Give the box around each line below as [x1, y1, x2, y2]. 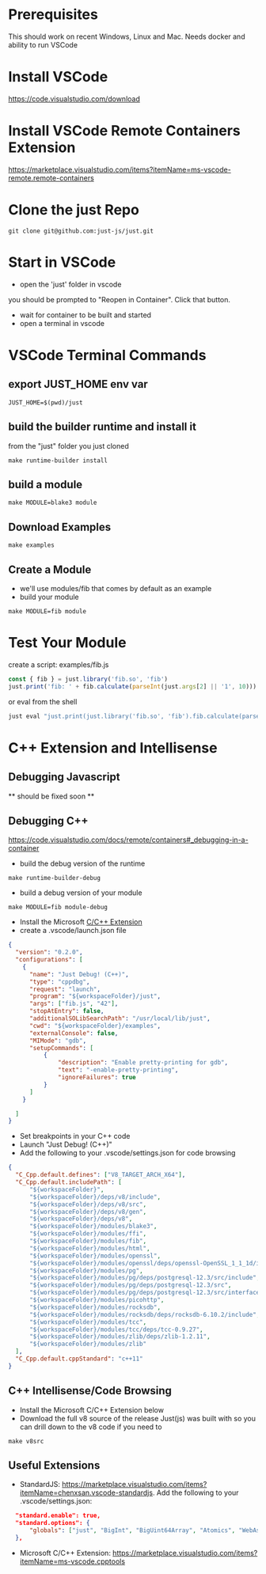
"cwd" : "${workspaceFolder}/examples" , [28, 1022, 161, 1030]
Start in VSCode [8, 253, 116, 271]
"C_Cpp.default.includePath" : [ [15, 1178, 123, 1186]
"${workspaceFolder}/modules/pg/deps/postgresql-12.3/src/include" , [28, 1274, 260, 1282]
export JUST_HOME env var [8, 377, 148, 391]
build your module [19, 592, 79, 601]
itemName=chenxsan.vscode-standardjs [19, 1488, 153, 1497]
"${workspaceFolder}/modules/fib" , [28, 1237, 147, 1246]
